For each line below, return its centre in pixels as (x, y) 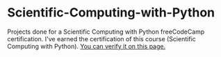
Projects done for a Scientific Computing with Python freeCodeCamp (106, 32)
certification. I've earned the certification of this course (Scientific (101, 38)
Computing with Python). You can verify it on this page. (86, 46)
